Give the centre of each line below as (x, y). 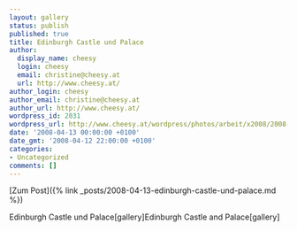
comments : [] (33, 166)
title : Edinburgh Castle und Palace (76, 42)
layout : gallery (39, 17)
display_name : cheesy (57, 58)
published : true (39, 34)
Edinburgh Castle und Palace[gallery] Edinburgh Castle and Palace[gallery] (145, 217)
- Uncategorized (39, 157)
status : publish (39, 26)
